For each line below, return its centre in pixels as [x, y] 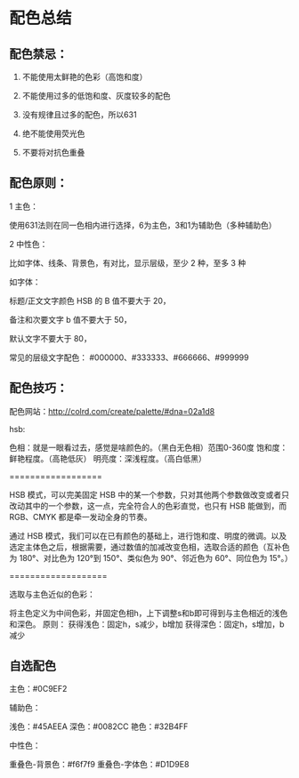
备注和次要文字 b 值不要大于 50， [70, 319]
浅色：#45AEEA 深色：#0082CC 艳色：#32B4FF [99, 726]
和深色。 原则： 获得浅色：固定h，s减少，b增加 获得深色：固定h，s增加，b [147, 624]
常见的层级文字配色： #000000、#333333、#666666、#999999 [129, 357]
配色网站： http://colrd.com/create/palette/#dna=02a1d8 [112, 411]
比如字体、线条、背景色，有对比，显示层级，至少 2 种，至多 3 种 [128, 262]
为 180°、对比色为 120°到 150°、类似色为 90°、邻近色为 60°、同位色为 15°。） [151, 557]
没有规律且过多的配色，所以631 [79, 115]
